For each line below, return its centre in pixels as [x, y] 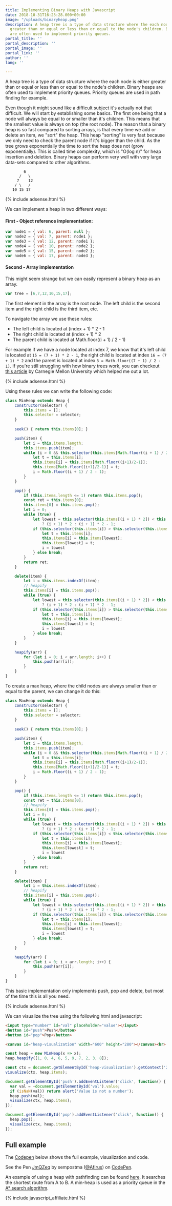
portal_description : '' [31, 44]
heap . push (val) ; [27, 1096]
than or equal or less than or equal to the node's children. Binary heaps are [84, 87]
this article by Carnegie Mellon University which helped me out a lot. [77, 371]
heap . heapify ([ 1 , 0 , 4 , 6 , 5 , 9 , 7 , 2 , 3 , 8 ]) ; [57, 1058]
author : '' [17, 58]
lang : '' [15, 63]
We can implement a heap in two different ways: [56, 209]
